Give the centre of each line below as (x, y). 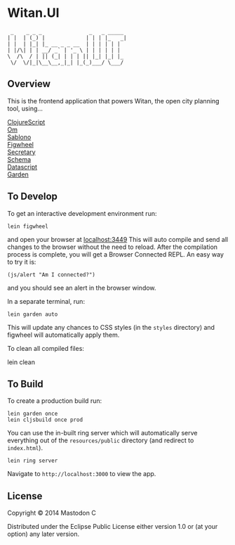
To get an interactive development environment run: (82, 213)
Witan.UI (33, 13)
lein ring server (33, 461)
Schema (19, 159)
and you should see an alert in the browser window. (82, 288)
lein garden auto (33, 314)
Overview (29, 84)
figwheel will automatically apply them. (63, 335)
